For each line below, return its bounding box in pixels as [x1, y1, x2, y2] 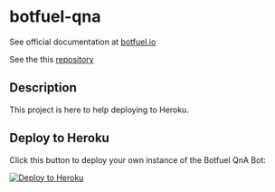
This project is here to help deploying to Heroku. [9, 104, 190, 115]
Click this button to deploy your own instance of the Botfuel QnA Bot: [9, 154, 267, 165]
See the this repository [9, 53, 94, 64]
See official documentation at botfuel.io [9, 36, 156, 47]
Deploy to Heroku [9, 130, 110, 146]
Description [9, 80, 77, 96]
